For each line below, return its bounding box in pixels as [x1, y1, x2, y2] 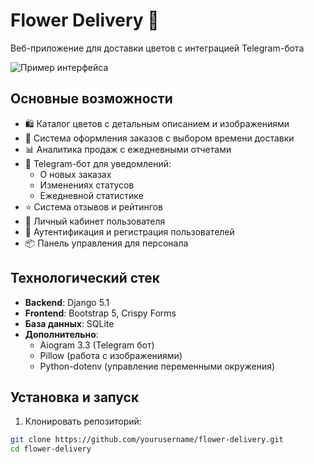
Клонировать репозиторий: [24, 415, 142, 428]
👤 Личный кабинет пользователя [24, 215, 166, 227]
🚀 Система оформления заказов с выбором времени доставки [24, 132, 295, 144]
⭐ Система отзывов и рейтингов [24, 200, 163, 213]
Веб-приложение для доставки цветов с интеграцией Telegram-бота [10, 42, 305, 54]
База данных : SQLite [24, 317, 115, 329]
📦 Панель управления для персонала [24, 237, 189, 249]
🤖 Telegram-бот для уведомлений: [24, 157, 172, 169]
